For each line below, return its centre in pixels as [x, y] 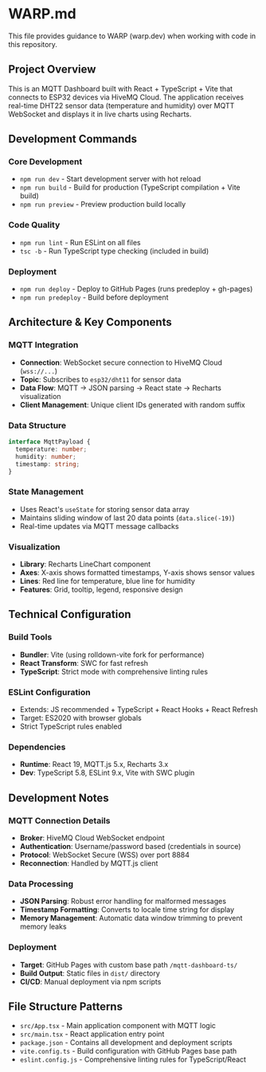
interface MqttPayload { [49, 442]
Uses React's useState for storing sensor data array [104, 509]
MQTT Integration [43, 345]
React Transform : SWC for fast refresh [84, 663]
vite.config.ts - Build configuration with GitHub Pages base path [128, 1051]
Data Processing [41, 883]
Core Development [45, 162]
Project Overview [52, 70]
